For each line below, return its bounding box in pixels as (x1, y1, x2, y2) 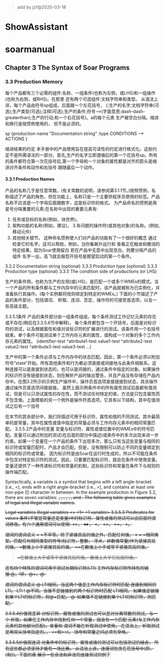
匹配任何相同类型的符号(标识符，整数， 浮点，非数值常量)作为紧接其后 (13, 538, 156, 544)
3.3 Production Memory (5, 78, 63, 85)
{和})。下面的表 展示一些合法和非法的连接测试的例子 (5, 652, 110, 658)
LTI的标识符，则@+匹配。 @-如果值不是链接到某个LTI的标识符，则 (18, 594, 152, 600)
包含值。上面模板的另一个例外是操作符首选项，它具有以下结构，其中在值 (9, 397, 156, 403)
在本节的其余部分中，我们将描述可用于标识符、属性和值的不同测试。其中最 (5, 413, 156, 420)
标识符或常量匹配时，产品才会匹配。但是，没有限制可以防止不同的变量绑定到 (5, 444, 160, 450)
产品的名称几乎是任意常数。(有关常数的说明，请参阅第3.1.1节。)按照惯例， (5, 188, 152, 193)
